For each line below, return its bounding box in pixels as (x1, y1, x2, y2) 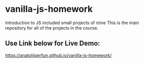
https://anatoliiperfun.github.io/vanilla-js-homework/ (5, 52, 112, 58)
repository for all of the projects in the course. (5, 25, 99, 31)
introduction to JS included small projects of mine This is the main (5, 20, 139, 26)
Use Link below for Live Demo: (5, 39, 100, 48)
